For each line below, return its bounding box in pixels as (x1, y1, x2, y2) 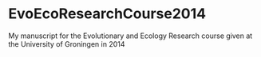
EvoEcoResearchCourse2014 (8, 5, 206, 23)
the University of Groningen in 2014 (8, 39, 125, 48)
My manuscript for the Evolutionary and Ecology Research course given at (8, 31, 253, 40)
